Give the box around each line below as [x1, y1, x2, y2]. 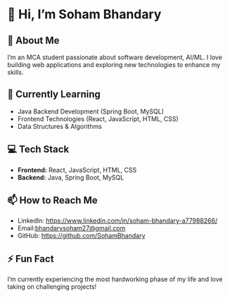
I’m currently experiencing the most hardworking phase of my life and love [7, 275, 223, 284]
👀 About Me [7, 35, 60, 46]
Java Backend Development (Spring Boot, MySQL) [17, 107, 164, 116]
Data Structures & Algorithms [17, 122, 102, 130]
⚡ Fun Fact [7, 253, 54, 265]
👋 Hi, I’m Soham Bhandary [7, 6, 162, 23]
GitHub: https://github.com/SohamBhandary [17, 232, 146, 240]
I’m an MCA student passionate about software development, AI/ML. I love [7, 53, 223, 61]
